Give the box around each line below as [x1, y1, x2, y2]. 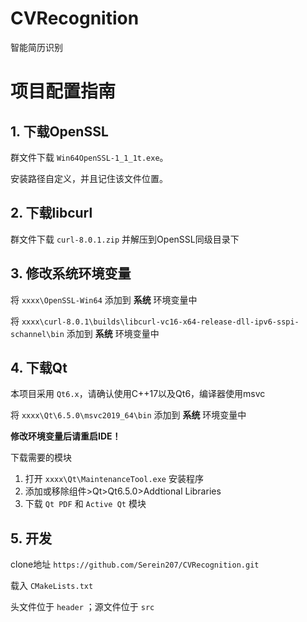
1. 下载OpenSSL [10, 123, 109, 140]
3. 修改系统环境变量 [10, 265, 132, 282]
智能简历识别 [10, 41, 63, 53]
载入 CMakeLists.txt [10, 580, 94, 592]
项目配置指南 [10, 80, 117, 103]
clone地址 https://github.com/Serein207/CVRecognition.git [10, 558, 260, 571]
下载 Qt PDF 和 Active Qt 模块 [24, 498, 147, 510]
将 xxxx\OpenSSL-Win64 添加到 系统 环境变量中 [10, 293, 198, 306]
